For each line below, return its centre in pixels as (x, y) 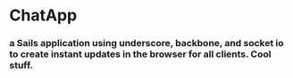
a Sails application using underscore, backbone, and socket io (146, 43)
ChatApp (43, 16)
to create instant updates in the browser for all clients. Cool (140, 54)
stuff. (21, 66)
